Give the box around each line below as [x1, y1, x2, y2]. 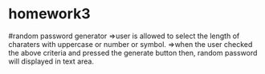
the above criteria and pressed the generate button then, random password [8, 48, 258, 57]
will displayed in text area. [8, 56, 95, 66]
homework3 [8, 5, 91, 23]
